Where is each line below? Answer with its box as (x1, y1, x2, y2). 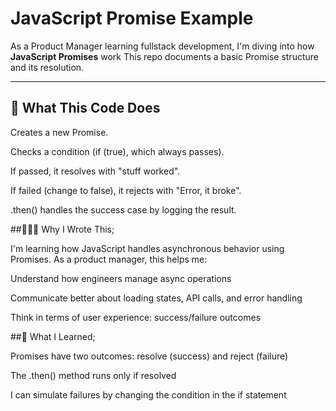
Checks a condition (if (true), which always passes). (10, 145, 225, 157)
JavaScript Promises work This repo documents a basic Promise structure (10, 50, 319, 62)
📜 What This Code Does (10, 100, 161, 117)
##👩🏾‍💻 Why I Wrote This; (10, 223, 115, 235)
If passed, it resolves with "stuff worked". (10, 165, 181, 177)
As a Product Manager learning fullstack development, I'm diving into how (10, 40, 315, 52)
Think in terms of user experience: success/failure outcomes (10, 311, 262, 323)
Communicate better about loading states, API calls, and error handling (10, 292, 303, 304)
